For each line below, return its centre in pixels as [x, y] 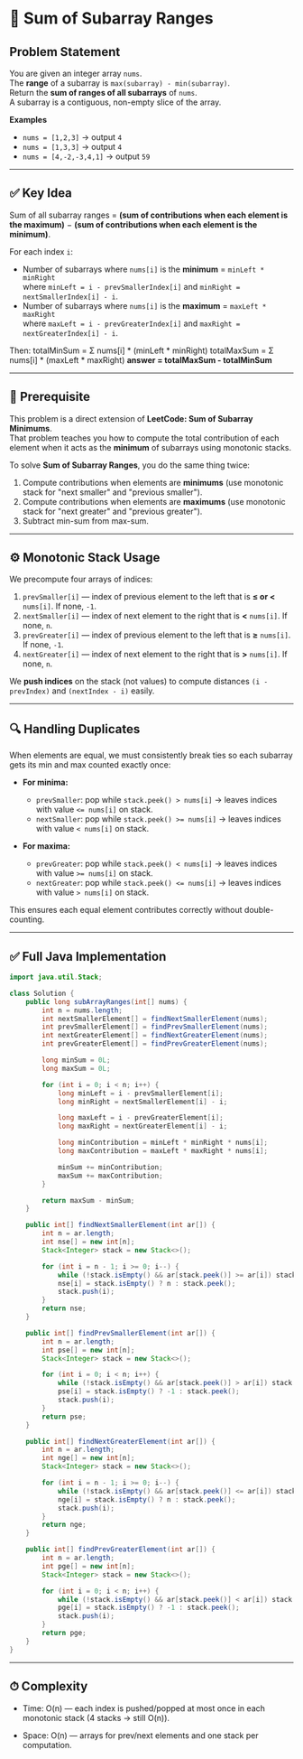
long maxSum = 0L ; [76, 1068]
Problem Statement [65, 52]
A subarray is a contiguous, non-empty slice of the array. [115, 102]
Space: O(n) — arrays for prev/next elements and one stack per [140, 1735]
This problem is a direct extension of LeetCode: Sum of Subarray [131, 418]
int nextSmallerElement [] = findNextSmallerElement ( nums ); [155, 1019]
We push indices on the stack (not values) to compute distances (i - [139, 682]
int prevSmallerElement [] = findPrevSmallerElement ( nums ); [155, 1027]
